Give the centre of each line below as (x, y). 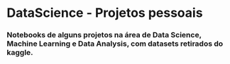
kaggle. (20, 53)
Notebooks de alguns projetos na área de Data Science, (104, 35)
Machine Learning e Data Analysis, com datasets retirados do (115, 44)
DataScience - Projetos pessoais (105, 13)
